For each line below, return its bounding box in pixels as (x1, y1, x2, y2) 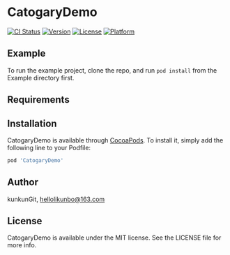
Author (7, 176, 38, 189)
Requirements (7, 94, 70, 105)
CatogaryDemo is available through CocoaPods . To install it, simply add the (7, 136, 224, 144)
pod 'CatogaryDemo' (7, 156, 64, 164)
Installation (7, 117, 57, 129)
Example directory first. (7, 73, 75, 82)
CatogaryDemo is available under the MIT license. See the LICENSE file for (7, 233, 222, 242)
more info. (7, 241, 37, 249)
